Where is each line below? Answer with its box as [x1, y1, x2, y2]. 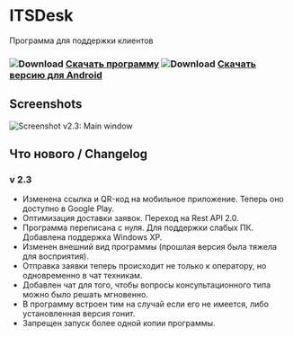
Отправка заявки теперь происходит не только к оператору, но [22, 261, 267, 271]
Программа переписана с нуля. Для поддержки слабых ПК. [22, 222, 254, 234]
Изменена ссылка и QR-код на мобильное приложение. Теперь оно [22, 194, 285, 205]
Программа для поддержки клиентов [9, 35, 155, 46]
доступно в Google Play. [22, 203, 115, 214]
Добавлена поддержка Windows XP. [22, 232, 163, 243]
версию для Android [9, 68, 103, 81]
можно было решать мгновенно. [22, 289, 148, 300]
